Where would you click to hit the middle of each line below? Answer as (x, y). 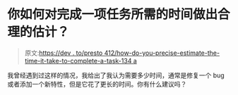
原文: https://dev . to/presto (64, 53)
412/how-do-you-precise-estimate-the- (162, 53)
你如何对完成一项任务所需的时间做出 (113, 14)
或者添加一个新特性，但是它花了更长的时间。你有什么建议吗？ (97, 84)
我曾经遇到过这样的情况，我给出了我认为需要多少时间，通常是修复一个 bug (116, 75)
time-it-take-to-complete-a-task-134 (78, 61)
